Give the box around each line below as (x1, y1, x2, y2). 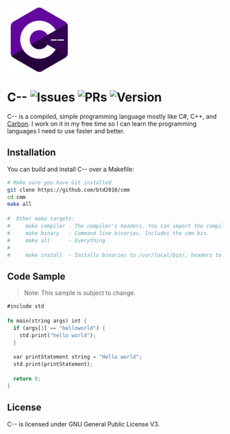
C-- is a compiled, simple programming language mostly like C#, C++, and (7, 112, 217, 120)
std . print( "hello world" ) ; (19, 332, 97, 339)
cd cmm (7, 194, 26, 201)
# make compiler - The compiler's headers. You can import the (7, 222, 204, 229)
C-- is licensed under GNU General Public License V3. (7, 420, 160, 428)
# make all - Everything (7, 237, 106, 244)
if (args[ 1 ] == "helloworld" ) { (13, 324, 106, 332)
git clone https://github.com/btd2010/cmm (7, 186, 130, 193)
